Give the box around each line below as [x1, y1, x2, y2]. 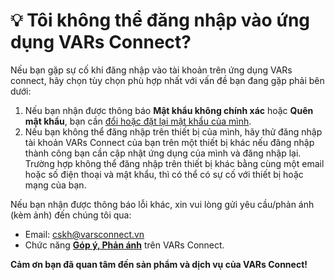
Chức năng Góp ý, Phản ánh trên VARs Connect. [24, 239, 225, 251]
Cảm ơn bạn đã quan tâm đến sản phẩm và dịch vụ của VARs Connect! [10, 258, 308, 270]
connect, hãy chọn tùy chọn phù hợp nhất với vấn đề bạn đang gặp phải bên [10, 74, 325, 86]
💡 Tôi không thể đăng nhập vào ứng [10, 9, 311, 32]
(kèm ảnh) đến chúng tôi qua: [10, 209, 132, 221]
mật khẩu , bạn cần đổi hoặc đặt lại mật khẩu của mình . [24, 115, 252, 127]
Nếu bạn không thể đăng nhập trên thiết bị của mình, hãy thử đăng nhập [24, 125, 323, 138]
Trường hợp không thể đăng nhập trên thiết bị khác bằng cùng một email [24, 157, 325, 169]
